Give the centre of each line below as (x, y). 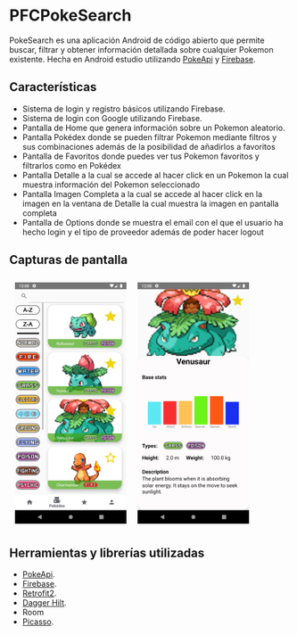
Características (53, 87)
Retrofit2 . (39, 593)
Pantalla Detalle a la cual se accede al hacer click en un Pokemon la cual (155, 175)
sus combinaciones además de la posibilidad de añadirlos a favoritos (149, 146)
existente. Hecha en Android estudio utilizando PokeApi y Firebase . (132, 59)
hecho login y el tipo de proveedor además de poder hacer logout (143, 232)
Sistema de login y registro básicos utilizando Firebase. (124, 109)
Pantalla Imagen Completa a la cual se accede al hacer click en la (142, 194)
